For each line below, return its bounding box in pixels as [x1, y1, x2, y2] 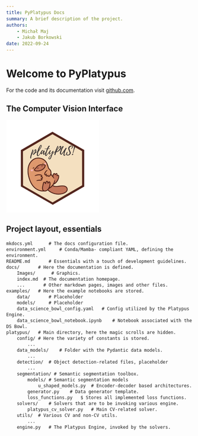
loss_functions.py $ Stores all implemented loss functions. [27, 395, 187, 400]
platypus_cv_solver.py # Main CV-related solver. [27, 406, 158, 412]
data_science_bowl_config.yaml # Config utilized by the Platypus [17, 306, 190, 312]
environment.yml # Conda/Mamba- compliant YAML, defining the [6, 246, 174, 252]
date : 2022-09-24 [6, 41, 49, 47]
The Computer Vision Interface [6, 104, 123, 114]
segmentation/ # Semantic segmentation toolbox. [17, 371, 139, 377]
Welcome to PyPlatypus [6, 67, 126, 81]
